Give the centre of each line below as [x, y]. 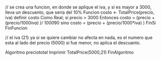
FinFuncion [16, 28]
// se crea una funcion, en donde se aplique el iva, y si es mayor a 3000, [78, 7]
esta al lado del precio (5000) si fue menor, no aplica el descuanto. [73, 43]
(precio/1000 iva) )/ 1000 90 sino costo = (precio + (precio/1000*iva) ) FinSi [80, 23]
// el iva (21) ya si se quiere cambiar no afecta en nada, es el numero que [79, 37]
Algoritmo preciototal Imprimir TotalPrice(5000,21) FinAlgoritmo [69, 52]
